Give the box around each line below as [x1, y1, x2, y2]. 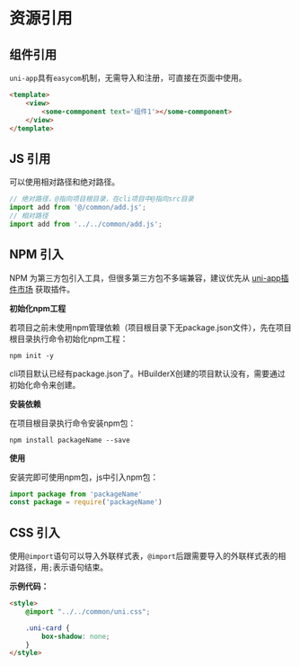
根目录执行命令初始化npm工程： [9, 333, 128, 344]
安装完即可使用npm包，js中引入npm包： [9, 472, 159, 482]
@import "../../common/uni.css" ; [25, 607, 151, 616]
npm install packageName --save [9, 436, 130, 445]
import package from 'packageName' [9, 490, 143, 499]
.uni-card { [25, 623, 70, 633]
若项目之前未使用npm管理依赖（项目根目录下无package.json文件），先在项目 [9, 321, 292, 333]
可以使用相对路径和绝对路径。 [9, 176, 119, 187]
